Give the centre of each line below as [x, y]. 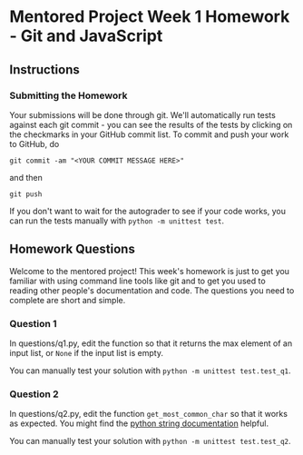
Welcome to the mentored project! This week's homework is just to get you [150, 271]
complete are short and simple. [68, 300]
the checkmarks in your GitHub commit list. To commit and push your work [149, 134]
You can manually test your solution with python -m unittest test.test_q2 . [151, 441]
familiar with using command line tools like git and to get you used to [137, 281]
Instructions [44, 69]
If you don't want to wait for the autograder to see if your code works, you [147, 211]
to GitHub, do [34, 143]
